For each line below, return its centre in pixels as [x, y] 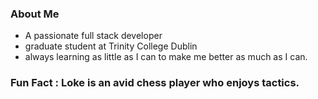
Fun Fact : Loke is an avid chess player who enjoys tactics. [155, 83]
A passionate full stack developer [93, 36]
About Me [35, 14]
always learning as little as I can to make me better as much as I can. [166, 57]
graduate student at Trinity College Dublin [111, 46]
